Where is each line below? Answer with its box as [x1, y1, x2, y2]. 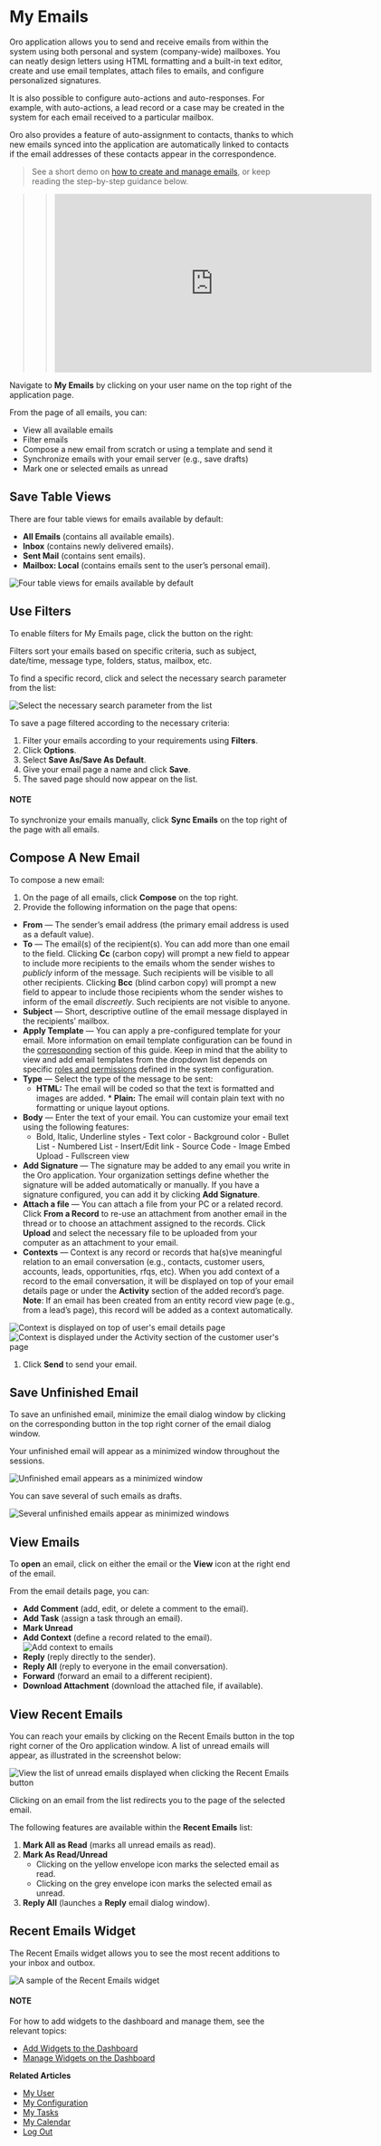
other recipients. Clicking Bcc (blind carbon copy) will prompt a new [22, 976, 277, 987]
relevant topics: [9, 2025, 68, 2036]
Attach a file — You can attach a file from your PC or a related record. [22, 1199, 283, 1209]
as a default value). [22, 928, 95, 939]
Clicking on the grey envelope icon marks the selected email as [35, 1879, 272, 1889]
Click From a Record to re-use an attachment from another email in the [22, 1208, 288, 1219]
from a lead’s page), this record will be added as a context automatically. [22, 1304, 293, 1316]
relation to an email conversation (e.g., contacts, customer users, [22, 1256, 265, 1267]
